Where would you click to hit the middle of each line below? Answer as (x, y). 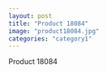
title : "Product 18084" (49, 24)
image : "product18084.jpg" (54, 31)
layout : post (30, 16)
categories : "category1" (50, 39)
